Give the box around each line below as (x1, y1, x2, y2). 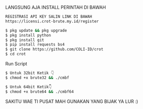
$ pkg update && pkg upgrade (5, 28, 67, 33)
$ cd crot (5, 52, 26, 57)
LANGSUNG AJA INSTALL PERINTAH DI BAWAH (5, 5, 106, 10)
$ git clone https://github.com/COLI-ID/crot (5, 47, 103, 52)
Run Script (5, 61, 27, 66)
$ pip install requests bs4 (5, 42, 65, 47)
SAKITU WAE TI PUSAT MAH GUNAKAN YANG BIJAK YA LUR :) (5, 98, 138, 104)
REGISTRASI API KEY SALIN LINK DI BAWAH (5, 14, 93, 19)
